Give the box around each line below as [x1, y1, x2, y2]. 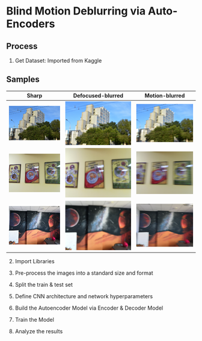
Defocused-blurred [73, 92, 124, 99]
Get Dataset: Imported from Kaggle [14, 57, 102, 64]
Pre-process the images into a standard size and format [14, 269, 153, 277]
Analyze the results [14, 328, 63, 335]
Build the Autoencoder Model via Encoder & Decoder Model [14, 304, 164, 311]
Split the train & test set [14, 281, 73, 289]
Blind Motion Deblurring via [6, 4, 146, 18]
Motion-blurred [144, 92, 185, 99]
